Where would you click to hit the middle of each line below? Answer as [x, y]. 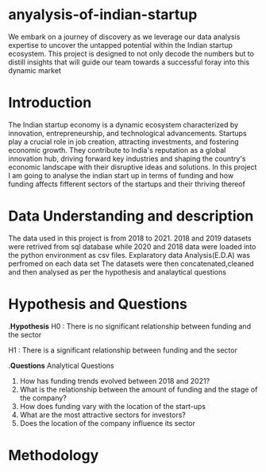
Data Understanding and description [131, 216]
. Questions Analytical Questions [62, 365]
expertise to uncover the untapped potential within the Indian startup [120, 45]
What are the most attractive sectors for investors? [103, 415]
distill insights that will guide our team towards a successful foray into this [129, 62]
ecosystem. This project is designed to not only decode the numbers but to [131, 53]
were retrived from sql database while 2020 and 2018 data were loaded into [132, 246]
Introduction [50, 103]
